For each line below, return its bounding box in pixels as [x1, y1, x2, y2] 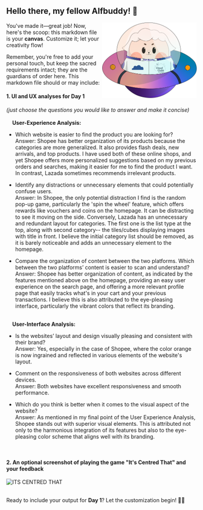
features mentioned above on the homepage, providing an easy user [14, 277, 186, 284]
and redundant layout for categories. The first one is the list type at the [14, 220, 192, 227]
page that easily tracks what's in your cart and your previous [14, 290, 166, 297]
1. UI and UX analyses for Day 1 [6, 93, 85, 100]
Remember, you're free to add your [6, 53, 94, 61]
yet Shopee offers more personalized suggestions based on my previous [14, 157, 196, 164]
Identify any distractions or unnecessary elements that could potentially [14, 181, 194, 188]
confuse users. [14, 188, 53, 195]
